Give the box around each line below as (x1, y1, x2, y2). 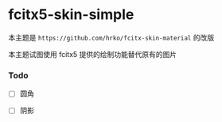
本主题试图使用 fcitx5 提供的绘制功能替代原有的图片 (8, 49, 177, 59)
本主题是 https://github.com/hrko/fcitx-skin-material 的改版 (8, 32, 215, 42)
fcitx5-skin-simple (8, 6, 134, 24)
